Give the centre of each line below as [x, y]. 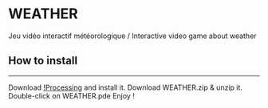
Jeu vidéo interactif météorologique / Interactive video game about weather [132, 36]
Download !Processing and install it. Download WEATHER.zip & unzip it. [126, 87]
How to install [43, 61]
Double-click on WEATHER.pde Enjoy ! [72, 95]
